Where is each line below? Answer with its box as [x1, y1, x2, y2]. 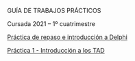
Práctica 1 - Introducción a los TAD [7, 47, 105, 54]
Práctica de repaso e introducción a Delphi [7, 33, 128, 41]
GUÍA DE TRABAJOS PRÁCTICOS [7, 7, 101, 14]
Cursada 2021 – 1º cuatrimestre [7, 20, 96, 27]
